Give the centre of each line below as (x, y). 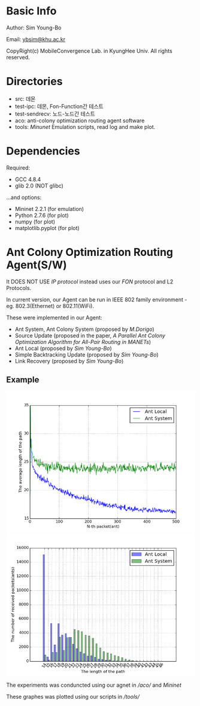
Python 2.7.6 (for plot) (42, 215)
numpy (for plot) (35, 221)
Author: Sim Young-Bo (34, 28)
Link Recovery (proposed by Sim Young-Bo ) (69, 361)
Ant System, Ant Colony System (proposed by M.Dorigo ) (84, 329)
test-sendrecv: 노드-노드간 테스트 (55, 114)
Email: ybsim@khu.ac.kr (36, 39)
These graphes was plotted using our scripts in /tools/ (73, 696)
